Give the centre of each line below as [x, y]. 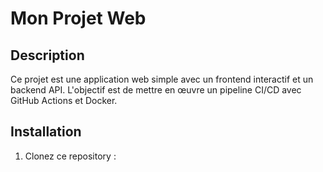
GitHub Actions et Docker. [64, 100]
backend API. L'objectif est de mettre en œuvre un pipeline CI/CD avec [156, 90]
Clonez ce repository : [70, 156]
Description [47, 55]
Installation [46, 132]
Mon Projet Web [78, 18]
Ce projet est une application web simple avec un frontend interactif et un [162, 79]
